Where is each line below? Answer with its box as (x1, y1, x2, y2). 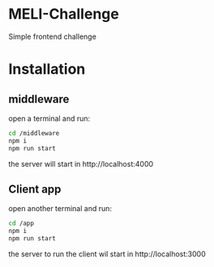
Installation (8, 60, 86, 78)
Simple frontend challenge (8, 32, 97, 41)
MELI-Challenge (8, 5, 119, 23)
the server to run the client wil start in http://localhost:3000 (8, 249, 206, 259)
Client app (8, 182, 62, 196)
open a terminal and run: (8, 113, 91, 123)
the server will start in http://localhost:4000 (8, 159, 154, 168)
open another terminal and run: (8, 204, 112, 214)
